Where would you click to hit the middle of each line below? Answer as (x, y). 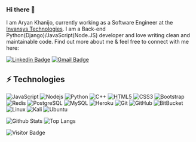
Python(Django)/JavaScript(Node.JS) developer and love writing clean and (98, 35)
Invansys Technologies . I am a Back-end (56, 29)
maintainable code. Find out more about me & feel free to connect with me (98, 42)
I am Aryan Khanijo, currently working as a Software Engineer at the (90, 23)
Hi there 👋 (21, 10)
